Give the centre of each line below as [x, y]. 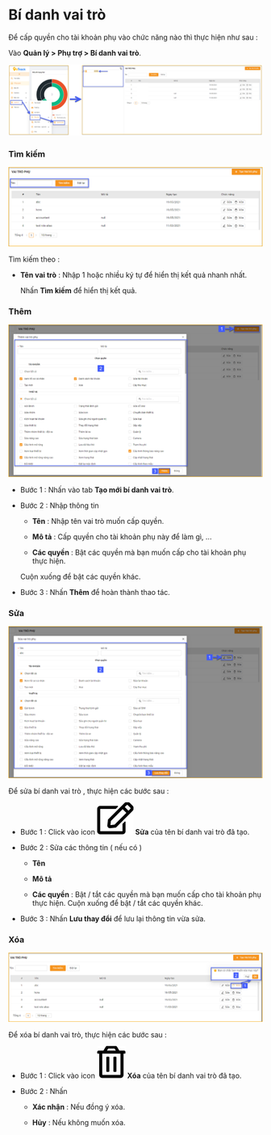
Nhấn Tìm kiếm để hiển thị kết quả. [78, 290]
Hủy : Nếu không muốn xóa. [79, 1122]
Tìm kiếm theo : [34, 259]
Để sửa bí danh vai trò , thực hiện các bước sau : [89, 791]
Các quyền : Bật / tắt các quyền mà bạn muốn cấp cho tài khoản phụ [147, 894]
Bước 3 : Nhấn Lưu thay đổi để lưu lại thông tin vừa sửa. [113, 919]
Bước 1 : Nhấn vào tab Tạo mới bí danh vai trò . [97, 489]
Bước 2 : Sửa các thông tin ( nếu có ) [81, 848]
